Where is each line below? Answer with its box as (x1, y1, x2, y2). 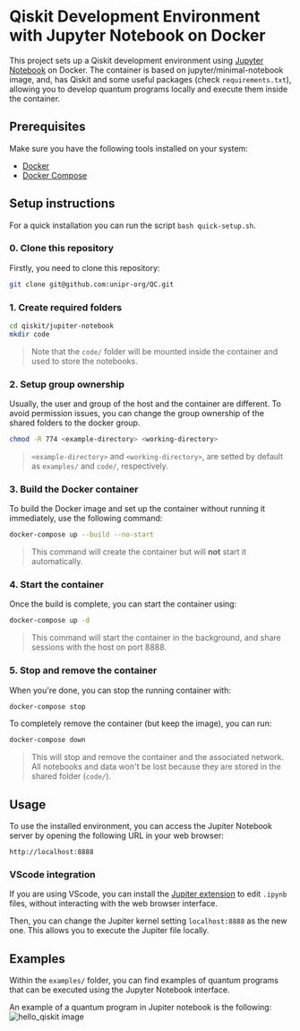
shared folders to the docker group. (9, 417, 141, 428)
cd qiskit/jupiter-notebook (9, 321, 115, 331)
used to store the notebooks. (30, 355, 138, 366)
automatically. (30, 556, 83, 567)
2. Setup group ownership (9, 378, 125, 390)
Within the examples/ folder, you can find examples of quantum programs (9, 975, 279, 986)
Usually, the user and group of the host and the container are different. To (9, 398, 282, 409)
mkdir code (9, 329, 50, 338)
